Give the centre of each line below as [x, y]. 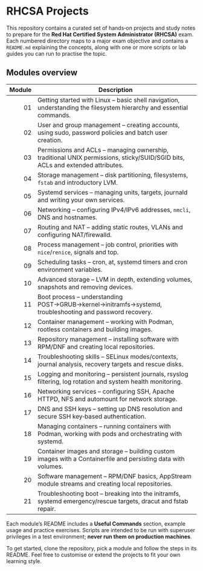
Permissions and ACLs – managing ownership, [103, 150]
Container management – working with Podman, [105, 322]
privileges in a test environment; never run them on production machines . [99, 536]
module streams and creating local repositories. [105, 484]
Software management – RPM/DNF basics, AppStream [114, 476]
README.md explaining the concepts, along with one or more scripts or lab [96, 47]
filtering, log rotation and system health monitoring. [110, 381]
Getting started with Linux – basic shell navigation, [108, 100]
